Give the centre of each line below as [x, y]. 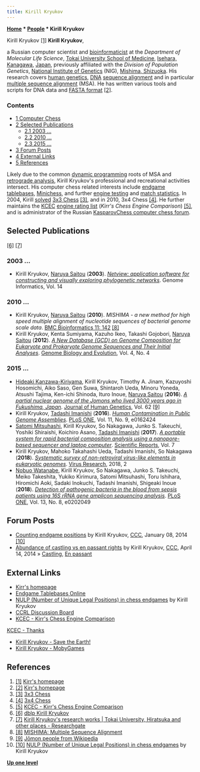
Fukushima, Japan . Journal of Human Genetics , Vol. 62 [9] [87, 407]
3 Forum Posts [33, 150]
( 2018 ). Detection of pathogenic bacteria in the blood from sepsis [96, 489]
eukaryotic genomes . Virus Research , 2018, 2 [71, 464]
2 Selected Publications [44, 124]
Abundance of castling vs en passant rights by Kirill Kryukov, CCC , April [104, 548]
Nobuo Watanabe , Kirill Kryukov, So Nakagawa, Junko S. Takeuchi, [98, 470]
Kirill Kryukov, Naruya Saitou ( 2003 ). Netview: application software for [102, 274]
